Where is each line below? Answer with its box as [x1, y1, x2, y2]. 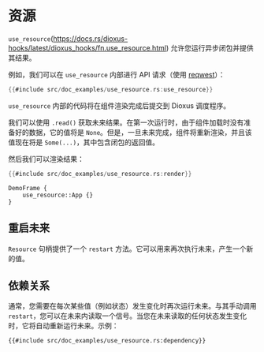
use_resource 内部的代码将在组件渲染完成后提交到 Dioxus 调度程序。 [8, 100, 231, 110]
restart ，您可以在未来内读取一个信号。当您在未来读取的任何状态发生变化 [8, 311, 247, 320]
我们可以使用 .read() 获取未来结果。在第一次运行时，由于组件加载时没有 [8, 118, 244, 127]
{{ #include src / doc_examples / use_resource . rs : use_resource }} [8, 85, 214, 93]
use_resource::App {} [22, 191, 93, 199]
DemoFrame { [8, 184, 47, 192]
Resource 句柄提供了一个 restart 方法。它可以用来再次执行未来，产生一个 [8, 244, 247, 253]
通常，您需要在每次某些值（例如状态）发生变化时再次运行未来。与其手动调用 [8, 301, 257, 311]
